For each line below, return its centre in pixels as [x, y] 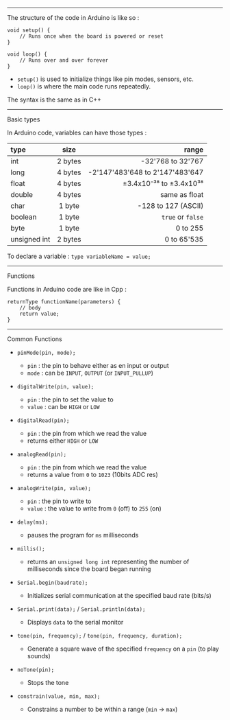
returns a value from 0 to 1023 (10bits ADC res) [93, 475]
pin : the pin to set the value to [71, 399]
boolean [24, 217]
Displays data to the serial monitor [75, 622]
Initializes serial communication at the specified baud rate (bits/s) [119, 595]
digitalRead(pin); [43, 421]
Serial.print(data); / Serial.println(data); [81, 609]
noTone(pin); [36, 670]
